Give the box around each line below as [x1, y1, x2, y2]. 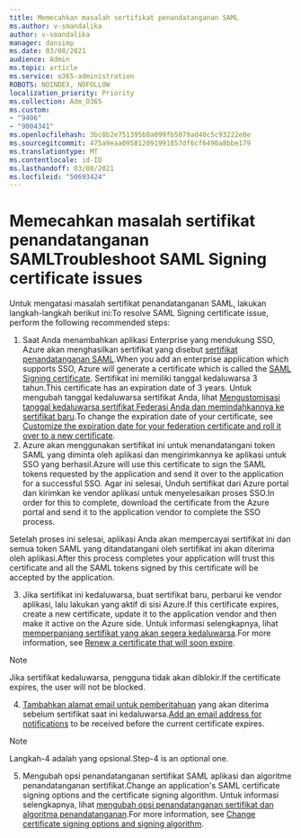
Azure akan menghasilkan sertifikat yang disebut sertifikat [22, 344, 238, 356]
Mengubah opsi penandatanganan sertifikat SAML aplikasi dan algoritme [22, 770, 292, 781]
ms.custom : [9, 105, 50, 114]
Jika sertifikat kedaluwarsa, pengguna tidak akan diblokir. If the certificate [9, 672, 281, 683]
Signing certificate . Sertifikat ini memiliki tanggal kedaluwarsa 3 [22, 373, 258, 383]
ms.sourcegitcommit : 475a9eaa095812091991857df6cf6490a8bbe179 [9, 139, 252, 148]
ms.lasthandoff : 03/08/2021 [9, 164, 115, 173]
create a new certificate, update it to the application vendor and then [22, 608, 277, 619]
